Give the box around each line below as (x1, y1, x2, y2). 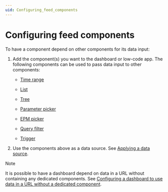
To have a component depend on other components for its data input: (5, 46, 150, 52)
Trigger (20, 135, 36, 141)
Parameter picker (20, 106, 57, 112)
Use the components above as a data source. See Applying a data (12, 145, 150, 151)
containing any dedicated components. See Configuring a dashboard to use (5, 175, 163, 181)
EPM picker (20, 116, 44, 122)
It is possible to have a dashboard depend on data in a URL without (5, 170, 145, 176)
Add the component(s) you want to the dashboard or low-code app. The (12, 56, 163, 62)
